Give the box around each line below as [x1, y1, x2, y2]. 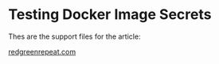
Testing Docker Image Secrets [8, 6, 212, 24]
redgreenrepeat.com [8, 47, 76, 56]
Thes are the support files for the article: [8, 32, 141, 41]
